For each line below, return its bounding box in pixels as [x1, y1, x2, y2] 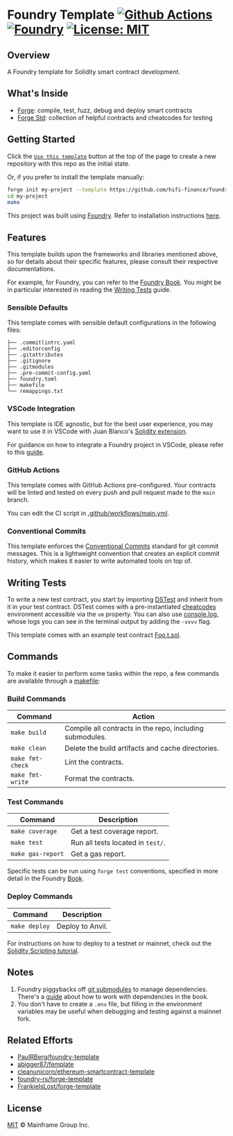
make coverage [10, 828, 58, 835]
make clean [10, 744, 46, 752]
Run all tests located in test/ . [70, 838, 166, 848]
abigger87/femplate [17, 1060, 74, 1069]
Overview [7, 49, 51, 61]
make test [10, 839, 43, 847]
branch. [7, 496, 30, 504]
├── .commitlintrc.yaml [7, 340, 76, 347]
